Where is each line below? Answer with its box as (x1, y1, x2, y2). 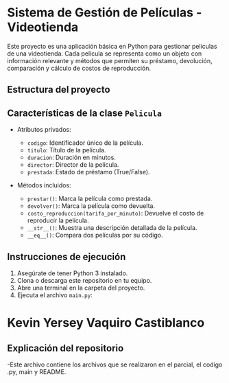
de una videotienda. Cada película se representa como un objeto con (7, 49, 202, 58)
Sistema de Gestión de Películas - (7, 5, 202, 21)
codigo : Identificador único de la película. (27, 139, 144, 147)
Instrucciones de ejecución (7, 251, 126, 262)
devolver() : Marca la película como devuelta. (27, 202, 156, 210)
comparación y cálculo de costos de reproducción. (7, 64, 151, 72)
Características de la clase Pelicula (7, 107, 162, 119)
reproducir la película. (27, 216, 89, 224)
